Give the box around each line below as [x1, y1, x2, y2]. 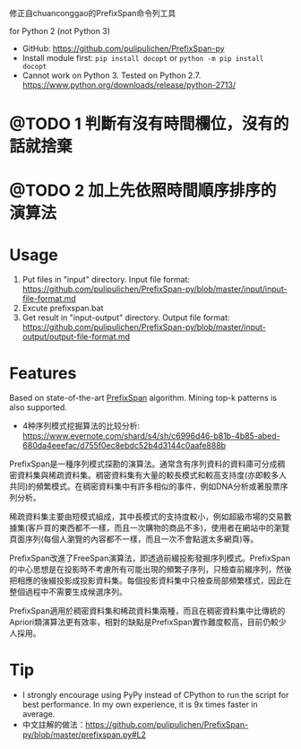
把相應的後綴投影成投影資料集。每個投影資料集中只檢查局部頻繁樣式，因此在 [9, 575, 292, 586]
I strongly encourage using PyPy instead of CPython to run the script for [21, 690, 289, 701]
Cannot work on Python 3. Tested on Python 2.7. [21, 70, 202, 81]
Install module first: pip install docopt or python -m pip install [21, 53, 264, 63]
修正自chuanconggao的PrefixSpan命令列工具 [9, 8, 176, 18]
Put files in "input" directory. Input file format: [21, 274, 191, 285]
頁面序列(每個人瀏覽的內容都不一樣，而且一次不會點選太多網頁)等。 [9, 534, 259, 544]
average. [21, 709, 56, 719]
